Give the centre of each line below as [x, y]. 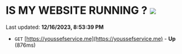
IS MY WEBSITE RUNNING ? [77, 10]
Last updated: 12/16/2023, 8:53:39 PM [55, 27]
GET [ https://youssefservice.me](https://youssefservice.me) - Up [95, 38]
